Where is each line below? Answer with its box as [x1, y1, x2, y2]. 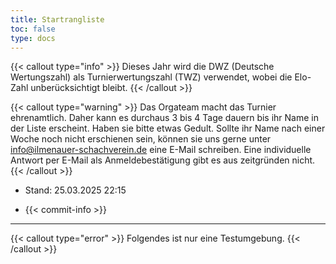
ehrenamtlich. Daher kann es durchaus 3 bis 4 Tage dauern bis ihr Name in [10, 112, 319, 124]
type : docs [10, 33, 56, 43]
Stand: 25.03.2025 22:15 [24, 184, 127, 196]
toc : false [10, 24, 56, 34]
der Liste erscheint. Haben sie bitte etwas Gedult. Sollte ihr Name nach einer [10, 122, 326, 135]
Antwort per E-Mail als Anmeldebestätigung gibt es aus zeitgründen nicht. [10, 154, 316, 166]
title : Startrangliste [10, 14, 105, 25]
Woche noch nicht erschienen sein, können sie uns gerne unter [10, 133, 272, 145]
